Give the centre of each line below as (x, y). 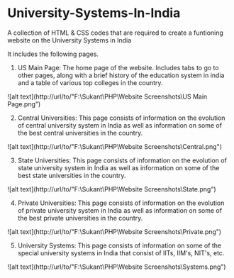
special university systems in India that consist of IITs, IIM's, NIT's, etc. (121, 252)
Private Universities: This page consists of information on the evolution (121, 203)
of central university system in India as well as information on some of (119, 125)
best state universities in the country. (72, 175)
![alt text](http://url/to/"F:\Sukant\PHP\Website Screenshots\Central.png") (115, 146)
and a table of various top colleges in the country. (90, 82)
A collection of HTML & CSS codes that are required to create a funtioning (115, 33)
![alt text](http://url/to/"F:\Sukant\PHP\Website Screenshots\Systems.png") (117, 267)
